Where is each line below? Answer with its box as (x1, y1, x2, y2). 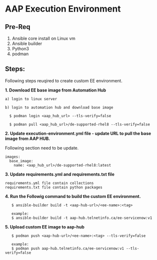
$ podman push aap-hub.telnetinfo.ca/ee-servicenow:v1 (11, 246, 124, 251)
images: (5, 154, 21, 159)
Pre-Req (5, 23, 30, 31)
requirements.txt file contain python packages (5, 185, 103, 190)
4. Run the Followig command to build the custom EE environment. (5, 193, 141, 199)
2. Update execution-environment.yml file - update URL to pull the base (5, 130, 151, 136)
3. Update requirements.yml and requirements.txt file (5, 171, 114, 177)
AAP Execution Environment (5, 3, 121, 15)
